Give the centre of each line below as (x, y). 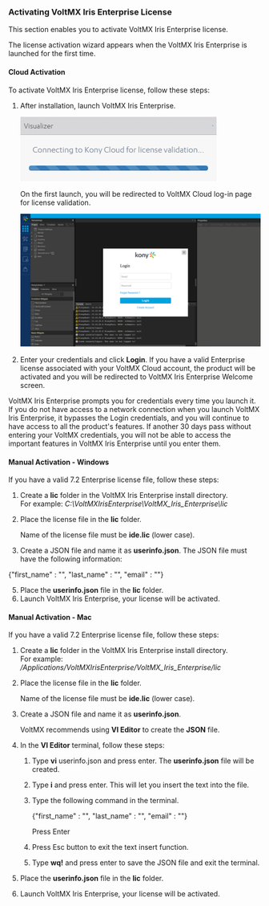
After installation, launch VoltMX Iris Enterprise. (98, 105)
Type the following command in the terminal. (105, 801)
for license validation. (55, 202)
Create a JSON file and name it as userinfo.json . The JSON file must (133, 551)
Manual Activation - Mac (50, 617)
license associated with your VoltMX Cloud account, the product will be (138, 368)
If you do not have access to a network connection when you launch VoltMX (134, 409)
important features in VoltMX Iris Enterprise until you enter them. (115, 443)
